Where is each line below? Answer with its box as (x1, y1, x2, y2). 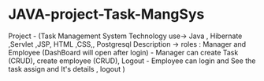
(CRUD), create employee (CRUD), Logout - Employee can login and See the (8, 56, 256, 65)
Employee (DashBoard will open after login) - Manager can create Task (8, 48, 239, 57)
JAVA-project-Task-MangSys (8, 5, 205, 23)
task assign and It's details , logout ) (8, 64, 126, 73)
